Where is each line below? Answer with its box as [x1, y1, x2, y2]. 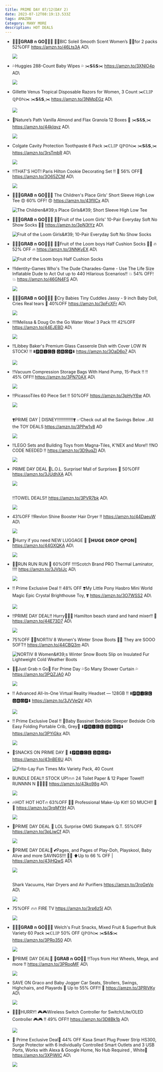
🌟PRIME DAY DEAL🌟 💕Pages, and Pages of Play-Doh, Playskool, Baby [12, 847, 152, 853]
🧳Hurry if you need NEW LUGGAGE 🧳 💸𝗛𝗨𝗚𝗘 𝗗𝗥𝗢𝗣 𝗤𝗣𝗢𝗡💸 [12, 537, 137, 544]
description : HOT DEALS [5, 25, 54, 30]
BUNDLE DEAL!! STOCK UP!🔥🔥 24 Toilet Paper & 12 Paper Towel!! [12, 776, 145, 781]
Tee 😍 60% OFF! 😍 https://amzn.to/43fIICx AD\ [12, 198, 109, 204]
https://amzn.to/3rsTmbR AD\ [12, 150, 72, 156]
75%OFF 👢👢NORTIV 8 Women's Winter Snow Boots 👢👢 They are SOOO [12, 637, 156, 643]
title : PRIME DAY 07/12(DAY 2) [5, 7, 69, 12]
